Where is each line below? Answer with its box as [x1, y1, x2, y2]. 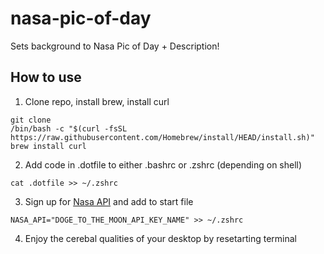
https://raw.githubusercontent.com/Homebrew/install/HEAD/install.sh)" [10, 132, 315, 142]
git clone [10, 115, 52, 125]
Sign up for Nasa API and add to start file [24, 195, 194, 207]
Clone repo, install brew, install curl [24, 95, 170, 107]
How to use [10, 69, 82, 86]
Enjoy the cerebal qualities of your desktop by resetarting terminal [24, 232, 298, 244]
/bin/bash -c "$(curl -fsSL [10, 123, 128, 134]
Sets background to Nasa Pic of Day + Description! [10, 40, 220, 52]
